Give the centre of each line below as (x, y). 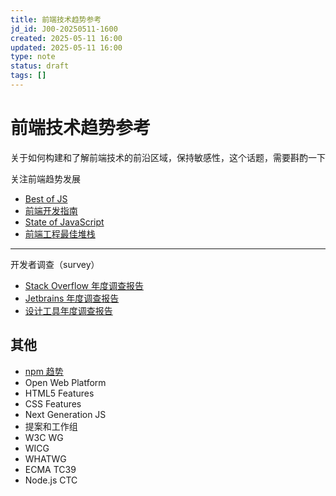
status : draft (40, 66)
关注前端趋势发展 (45, 178)
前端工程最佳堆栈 (60, 233)
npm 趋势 (44, 371)
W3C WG (44, 437)
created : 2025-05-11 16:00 (66, 38)
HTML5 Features (59, 393)
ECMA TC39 (50, 469)
